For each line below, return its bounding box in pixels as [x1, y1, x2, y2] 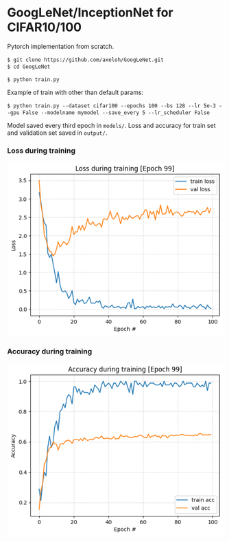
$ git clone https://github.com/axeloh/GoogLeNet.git [7, 56, 165, 63]
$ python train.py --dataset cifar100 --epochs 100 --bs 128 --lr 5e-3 [7, 102, 216, 109]
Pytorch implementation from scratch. [7, 42, 114, 50]
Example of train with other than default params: [7, 88, 144, 96]
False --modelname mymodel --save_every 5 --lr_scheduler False [22, 109, 210, 116]
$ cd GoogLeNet [7, 63, 51, 70]
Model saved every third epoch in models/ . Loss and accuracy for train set [7, 121, 216, 129]
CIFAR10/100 [7, 19, 82, 35]
